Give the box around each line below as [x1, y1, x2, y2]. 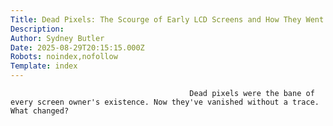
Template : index [10, 61, 78, 71]
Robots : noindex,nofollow [10, 52, 118, 62]
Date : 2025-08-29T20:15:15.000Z [10, 42, 145, 53]
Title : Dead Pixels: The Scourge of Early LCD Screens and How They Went [10, 14, 325, 25]
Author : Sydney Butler [10, 33, 105, 43]
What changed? [10, 106, 70, 116]
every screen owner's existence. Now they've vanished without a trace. [10, 97, 320, 107]
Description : [10, 24, 65, 34]
